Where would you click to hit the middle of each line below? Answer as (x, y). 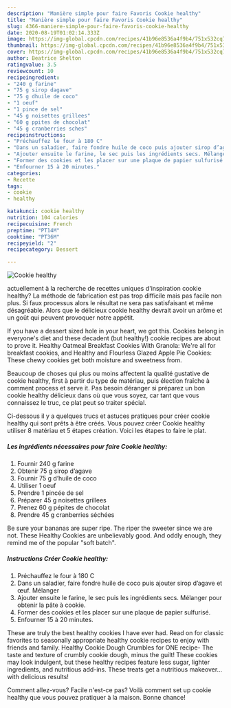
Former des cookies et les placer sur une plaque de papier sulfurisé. (114, 612)
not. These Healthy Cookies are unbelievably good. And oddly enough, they (114, 535)
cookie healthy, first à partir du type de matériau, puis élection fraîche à (108, 381)
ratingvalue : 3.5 (32, 65)
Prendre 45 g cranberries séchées (66, 515)
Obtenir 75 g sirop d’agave (55, 471)
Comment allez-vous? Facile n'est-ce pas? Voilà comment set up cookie (109, 690)
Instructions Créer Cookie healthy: (58, 558)
